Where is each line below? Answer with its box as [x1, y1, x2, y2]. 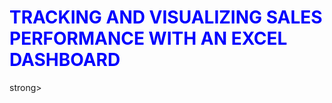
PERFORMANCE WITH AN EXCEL [9, 27, 288, 50]
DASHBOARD [9, 49, 121, 71]
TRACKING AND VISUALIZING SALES [9, 6, 323, 29]
